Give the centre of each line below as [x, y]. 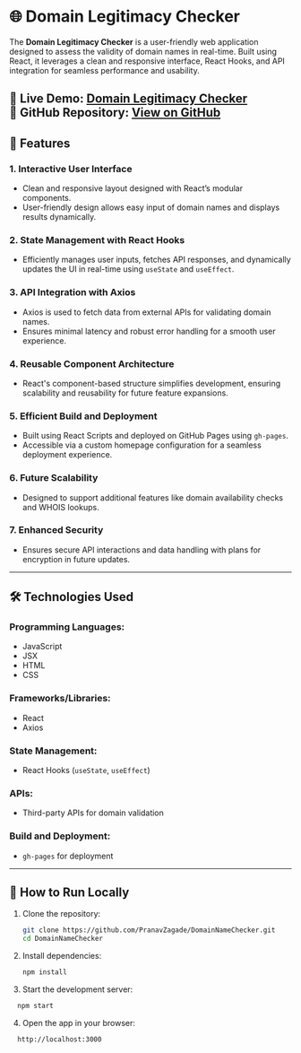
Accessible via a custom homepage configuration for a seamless [142, 445]
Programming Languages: [67, 627]
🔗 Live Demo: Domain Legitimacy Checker [129, 99]
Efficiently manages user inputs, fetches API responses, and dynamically [156, 260]
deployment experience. [67, 455]
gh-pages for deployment [68, 856]
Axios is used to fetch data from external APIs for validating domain [146, 312]
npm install [44, 972]
